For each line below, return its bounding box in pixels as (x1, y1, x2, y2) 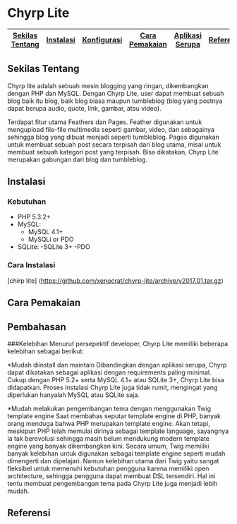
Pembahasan (7, 321, 67, 333)
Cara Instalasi (7, 260, 56, 270)
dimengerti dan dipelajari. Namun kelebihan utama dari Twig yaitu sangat (7, 456, 219, 465)
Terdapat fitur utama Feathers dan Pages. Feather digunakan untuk (7, 118, 202, 126)
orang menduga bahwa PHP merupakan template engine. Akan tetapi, (7, 419, 210, 427)
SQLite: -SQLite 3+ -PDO (17, 243, 90, 251)
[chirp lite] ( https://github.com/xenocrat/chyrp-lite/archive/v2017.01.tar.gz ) (7, 276, 224, 285)
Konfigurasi (82, 35, 123, 44)
